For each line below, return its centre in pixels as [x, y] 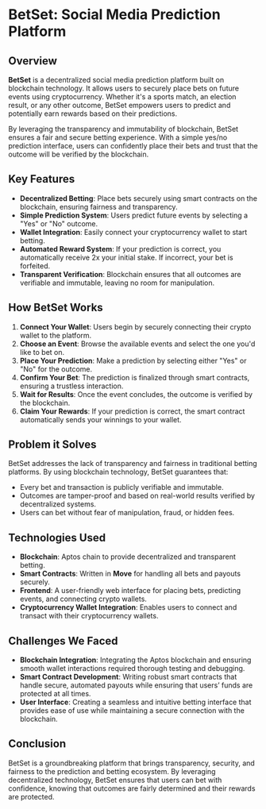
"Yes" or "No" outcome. [59, 223]
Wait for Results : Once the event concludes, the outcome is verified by [136, 394]
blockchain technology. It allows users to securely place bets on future [124, 88]
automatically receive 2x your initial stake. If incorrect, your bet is [126, 257]
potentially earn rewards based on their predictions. [93, 114]
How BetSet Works [56, 308]
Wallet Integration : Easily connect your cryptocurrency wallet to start [133, 232]
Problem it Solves [52, 445]
